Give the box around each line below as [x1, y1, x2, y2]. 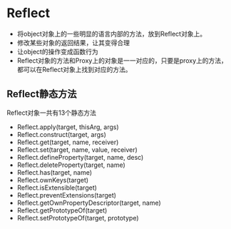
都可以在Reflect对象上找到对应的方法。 [16, 65, 133, 73]
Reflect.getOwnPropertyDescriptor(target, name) [16, 198, 161, 207]
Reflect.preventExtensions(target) [16, 190, 117, 199]
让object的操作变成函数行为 [16, 47, 98, 56]
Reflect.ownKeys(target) [16, 175, 89, 184]
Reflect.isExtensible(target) [16, 183, 98, 192]
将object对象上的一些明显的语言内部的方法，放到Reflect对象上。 [16, 29, 207, 38]
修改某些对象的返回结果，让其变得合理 [16, 38, 130, 47]
